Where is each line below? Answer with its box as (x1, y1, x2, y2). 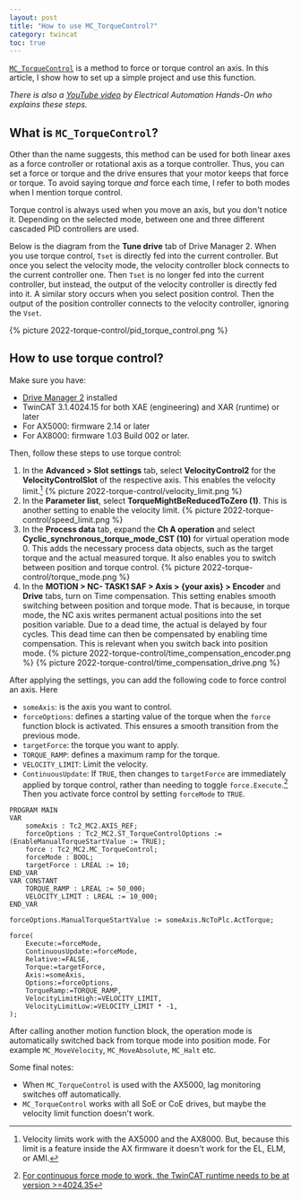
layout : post (9, 13, 58, 22)
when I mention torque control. (9, 187, 124, 198)
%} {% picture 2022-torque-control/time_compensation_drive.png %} (21, 656, 280, 668)
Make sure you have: (9, 374, 87, 386)
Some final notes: (9, 1062, 74, 1073)
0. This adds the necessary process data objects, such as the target (21, 543, 274, 553)
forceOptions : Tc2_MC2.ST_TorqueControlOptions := (25, 830, 222, 838)
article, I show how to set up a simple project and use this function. (9, 73, 257, 83)
